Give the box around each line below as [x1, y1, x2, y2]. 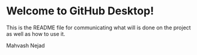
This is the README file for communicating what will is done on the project [6, 24, 191, 31]
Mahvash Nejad [6, 42, 45, 49]
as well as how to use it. [6, 30, 65, 37]
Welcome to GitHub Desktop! [6, 4, 154, 18]
